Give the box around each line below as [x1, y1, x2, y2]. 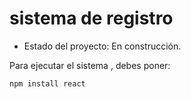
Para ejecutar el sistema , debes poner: [9, 59, 171, 71]
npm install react [9, 78, 86, 89]
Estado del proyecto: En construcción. [23, 40, 182, 52]
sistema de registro [9, 7, 174, 30]
